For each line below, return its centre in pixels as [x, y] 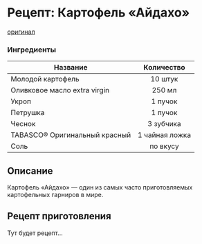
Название [71, 68]
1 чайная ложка [164, 135]
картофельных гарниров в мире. [55, 195]
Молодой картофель [45, 79]
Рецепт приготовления [59, 216]
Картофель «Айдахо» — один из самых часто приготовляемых [100, 187]
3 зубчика [164, 124]
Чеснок [23, 124]
